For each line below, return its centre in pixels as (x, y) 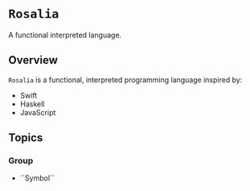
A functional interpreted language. (65, 35)
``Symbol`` (37, 178)
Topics (26, 138)
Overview (33, 60)
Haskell (32, 104)
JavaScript (38, 112)
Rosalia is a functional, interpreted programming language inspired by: (125, 80)
